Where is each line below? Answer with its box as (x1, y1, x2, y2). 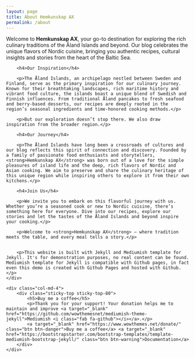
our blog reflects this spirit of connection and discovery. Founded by (6, 147, 187, 153)
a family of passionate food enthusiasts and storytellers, (6, 153, 156, 159)
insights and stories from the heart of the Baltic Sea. (6, 54, 131, 61)
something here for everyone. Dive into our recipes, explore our (6, 209, 171, 215)
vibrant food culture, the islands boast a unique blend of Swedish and (6, 91, 187, 97)
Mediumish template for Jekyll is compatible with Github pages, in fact (6, 260, 190, 266)
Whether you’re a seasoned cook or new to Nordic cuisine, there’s (6, 204, 174, 209)
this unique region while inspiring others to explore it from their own (6, 173, 190, 179)
